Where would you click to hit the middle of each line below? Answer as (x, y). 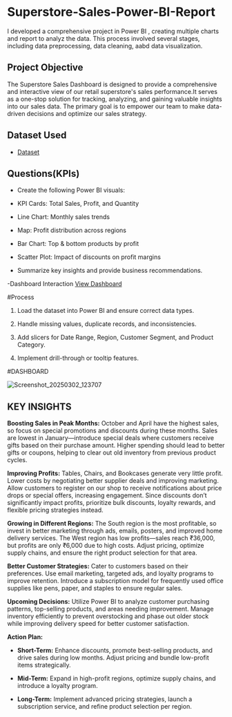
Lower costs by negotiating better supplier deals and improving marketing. (113, 481)
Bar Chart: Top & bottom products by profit (78, 244)
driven (16, 113)
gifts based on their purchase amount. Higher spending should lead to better (116, 446)
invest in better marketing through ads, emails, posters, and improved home (115, 531)
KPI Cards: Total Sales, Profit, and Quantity (78, 204)
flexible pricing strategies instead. (55, 510)
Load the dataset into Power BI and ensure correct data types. (106, 311)
